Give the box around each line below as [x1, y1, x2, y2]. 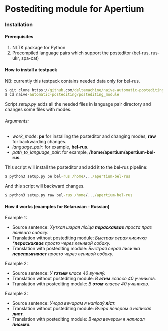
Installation [5, 21, 33, 28]
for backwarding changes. [12, 139, 67, 145]
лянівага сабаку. [12, 230, 49, 236]
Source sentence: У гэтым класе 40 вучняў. [12, 270, 106, 276]
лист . [12, 311, 24, 317]
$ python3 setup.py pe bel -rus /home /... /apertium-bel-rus [5, 174, 131, 179]
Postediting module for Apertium [5, 3, 144, 15]
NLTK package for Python [12, 45, 66, 51]
